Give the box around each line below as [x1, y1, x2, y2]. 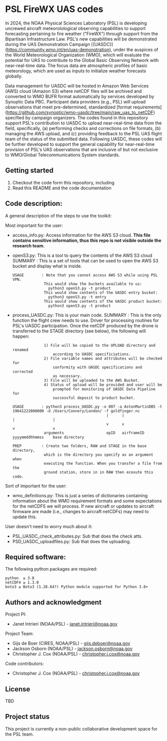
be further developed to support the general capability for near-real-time [5, 141, 155, 147]
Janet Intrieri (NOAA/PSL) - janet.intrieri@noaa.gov [12, 621, 118, 627]
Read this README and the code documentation [12, 185, 112, 191]
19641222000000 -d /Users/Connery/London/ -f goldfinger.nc [12, 408, 140, 413]
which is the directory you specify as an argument [44, 452, 154, 457]
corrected [12, 369, 33, 374]
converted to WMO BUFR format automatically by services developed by [5, 93, 155, 99]
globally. [5, 73, 23, 79]
